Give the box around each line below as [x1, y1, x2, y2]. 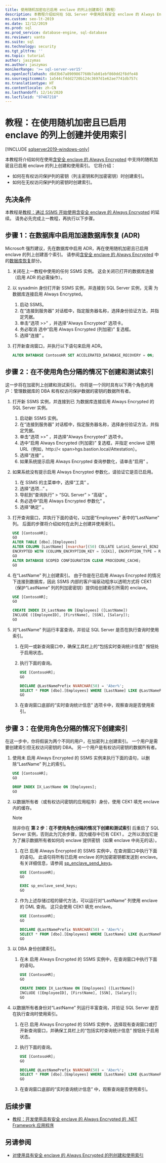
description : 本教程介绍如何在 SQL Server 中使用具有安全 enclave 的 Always [5, 12, 155, 17]
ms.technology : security [5, 44, 56, 49]
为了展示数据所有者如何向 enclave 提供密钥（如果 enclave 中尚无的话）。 [12, 837, 160, 843]
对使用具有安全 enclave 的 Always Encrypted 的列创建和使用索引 [12, 1152, 144, 1158]
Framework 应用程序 [12, 1122, 54, 1128]
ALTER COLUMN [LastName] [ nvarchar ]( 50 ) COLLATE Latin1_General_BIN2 [12, 544, 159, 549]
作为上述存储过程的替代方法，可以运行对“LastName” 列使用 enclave [19, 898, 158, 904]
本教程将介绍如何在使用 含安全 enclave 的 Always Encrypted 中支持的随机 [5, 157, 154, 163]
